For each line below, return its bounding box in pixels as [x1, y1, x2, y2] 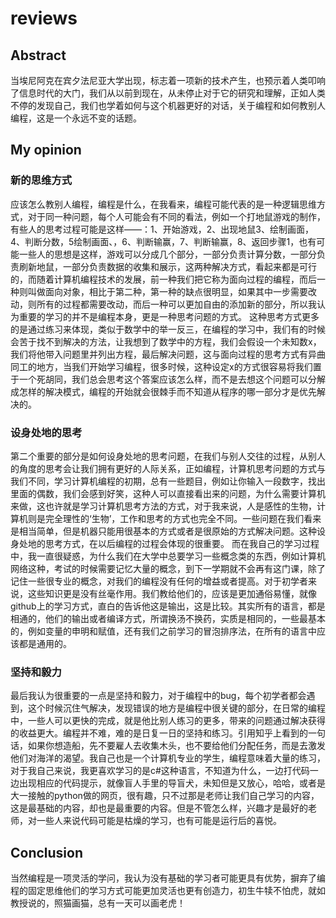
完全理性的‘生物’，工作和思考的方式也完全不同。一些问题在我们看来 [44, 512, 322, 524]
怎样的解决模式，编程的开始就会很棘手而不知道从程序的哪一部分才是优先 [18, 385, 317, 397]
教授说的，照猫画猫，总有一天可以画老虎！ [10, 897, 186, 909]
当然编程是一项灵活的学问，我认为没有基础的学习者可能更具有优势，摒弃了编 [10, 872, 326, 884]
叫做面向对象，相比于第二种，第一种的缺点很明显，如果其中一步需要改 [27, 285, 317, 297]
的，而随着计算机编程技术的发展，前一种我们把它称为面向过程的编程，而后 [10, 273, 317, 285]
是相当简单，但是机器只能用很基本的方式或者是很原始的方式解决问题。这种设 [10, 525, 326, 537]
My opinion [10, 142, 82, 159]
